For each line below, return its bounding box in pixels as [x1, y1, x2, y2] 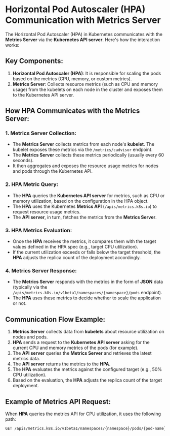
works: [5, 42, 20, 48]
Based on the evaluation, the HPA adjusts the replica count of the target [12, 377, 162, 383]
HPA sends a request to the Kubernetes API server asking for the [12, 339, 150, 346]
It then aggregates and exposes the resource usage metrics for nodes [12, 163, 158, 169]
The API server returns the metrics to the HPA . [12, 361, 111, 367]
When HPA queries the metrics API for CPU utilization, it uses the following [5, 411, 161, 417]
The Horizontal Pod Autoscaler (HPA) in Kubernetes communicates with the [5, 31, 163, 37]
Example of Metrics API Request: [5, 397, 111, 406]
